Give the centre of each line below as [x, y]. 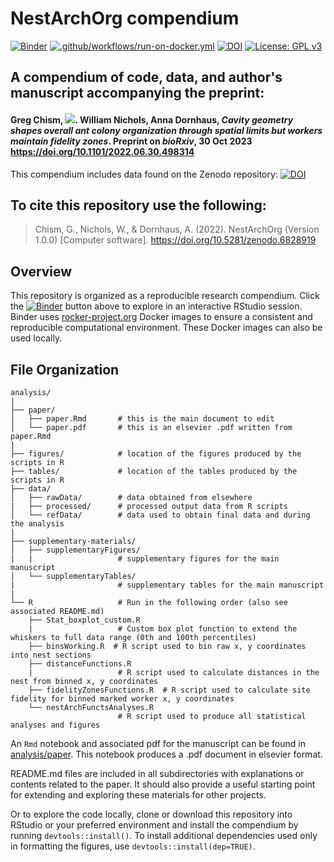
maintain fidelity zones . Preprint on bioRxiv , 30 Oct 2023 [131, 141]
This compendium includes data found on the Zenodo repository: [144, 174]
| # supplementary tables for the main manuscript [167, 585]
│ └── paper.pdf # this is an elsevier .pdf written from [151, 427]
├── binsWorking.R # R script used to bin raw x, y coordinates [167, 646]
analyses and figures [55, 725]
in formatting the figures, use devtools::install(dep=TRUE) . [133, 846]
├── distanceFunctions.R [80, 663]
